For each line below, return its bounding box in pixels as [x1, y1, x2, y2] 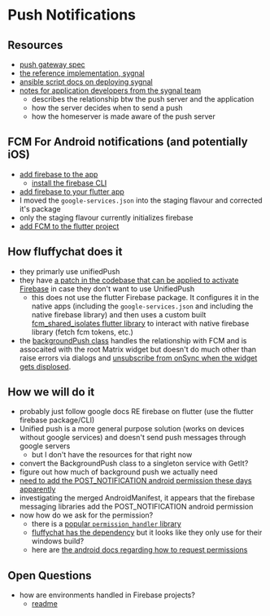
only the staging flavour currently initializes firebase [19, 212, 194, 222]
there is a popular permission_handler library [31, 519, 182, 529]
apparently [19, 484, 56, 494]
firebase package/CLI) [19, 415, 95, 425]
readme [31, 599, 58, 609]
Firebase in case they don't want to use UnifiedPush [19, 283, 195, 294]
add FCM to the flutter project [19, 221, 120, 231]
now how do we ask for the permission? [19, 510, 154, 520]
